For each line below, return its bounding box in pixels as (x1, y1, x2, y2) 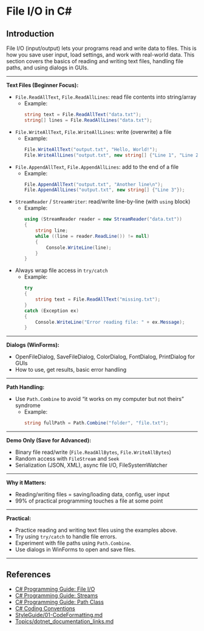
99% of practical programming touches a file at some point (15, 497, 163, 504)
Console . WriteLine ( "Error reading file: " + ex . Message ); (35, 319, 185, 325)
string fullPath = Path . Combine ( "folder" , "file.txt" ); (24, 420, 169, 427)
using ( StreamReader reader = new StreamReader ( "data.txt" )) (24, 216, 182, 223)
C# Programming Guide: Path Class (15, 598, 104, 605)
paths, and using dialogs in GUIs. (6, 64, 89, 71)
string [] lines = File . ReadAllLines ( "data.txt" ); (24, 117, 153, 123)
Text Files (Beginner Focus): (6, 82, 79, 89)
